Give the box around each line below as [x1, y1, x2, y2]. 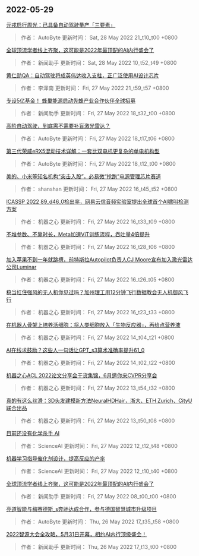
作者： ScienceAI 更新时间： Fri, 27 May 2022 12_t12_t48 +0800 [20, 442, 178, 449]
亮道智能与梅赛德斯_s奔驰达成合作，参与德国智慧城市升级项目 [6, 505, 157, 513]
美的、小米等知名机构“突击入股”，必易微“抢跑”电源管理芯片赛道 [6, 172, 162, 180]
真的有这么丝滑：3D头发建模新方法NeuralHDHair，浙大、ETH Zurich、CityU [6, 397, 192, 404]
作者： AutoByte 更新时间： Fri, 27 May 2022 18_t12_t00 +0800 [20, 160, 176, 167]
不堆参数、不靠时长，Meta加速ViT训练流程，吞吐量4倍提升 [6, 230, 150, 238]
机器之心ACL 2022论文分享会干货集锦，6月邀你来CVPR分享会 [6, 371, 157, 379]
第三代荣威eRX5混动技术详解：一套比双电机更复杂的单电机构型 [6, 147, 160, 154]
